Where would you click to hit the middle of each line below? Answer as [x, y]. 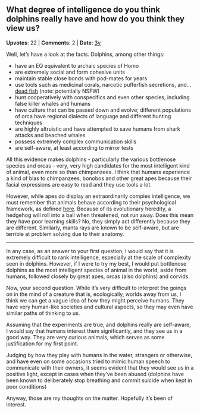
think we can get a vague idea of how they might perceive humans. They [95, 300]
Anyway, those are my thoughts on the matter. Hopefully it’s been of [90, 398]
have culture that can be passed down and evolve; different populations [103, 110]
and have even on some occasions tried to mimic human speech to [88, 361]
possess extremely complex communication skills [76, 141]
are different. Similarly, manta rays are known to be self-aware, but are [93, 228]
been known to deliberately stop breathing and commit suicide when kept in [99, 380]
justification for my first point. [42, 343]
